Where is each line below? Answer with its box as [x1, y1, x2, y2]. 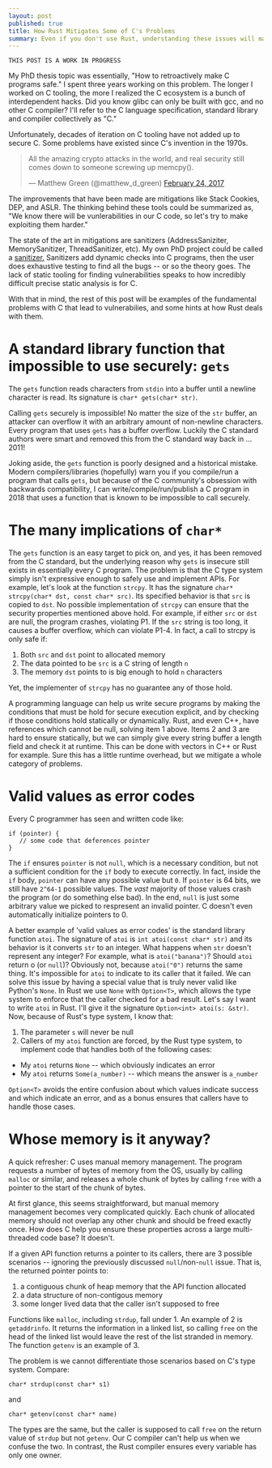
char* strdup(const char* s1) [8, 1380, 111, 1389]
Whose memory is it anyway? [8, 1130, 211, 1149]
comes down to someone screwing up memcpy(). [28, 163, 194, 173]
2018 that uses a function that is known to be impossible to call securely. [8, 493, 251, 503]
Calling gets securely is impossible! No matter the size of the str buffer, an [8, 409, 257, 418]
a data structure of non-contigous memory [19, 1290, 164, 1299]
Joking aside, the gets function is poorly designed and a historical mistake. [8, 459, 258, 469]
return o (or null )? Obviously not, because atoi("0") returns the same [8, 960, 243, 969]
